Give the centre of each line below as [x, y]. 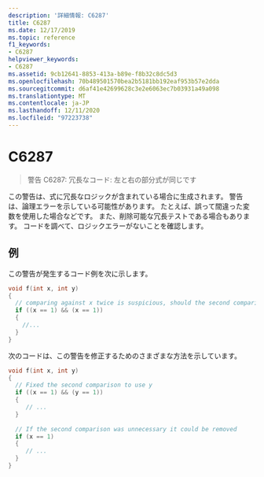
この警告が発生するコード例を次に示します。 [80, 273]
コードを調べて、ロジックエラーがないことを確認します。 [115, 226]
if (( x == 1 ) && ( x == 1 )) [59, 311]
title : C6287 [29, 23]
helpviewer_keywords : [44, 60]
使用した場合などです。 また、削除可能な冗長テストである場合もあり [132, 216]
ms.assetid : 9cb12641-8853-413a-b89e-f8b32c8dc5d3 [93, 74]
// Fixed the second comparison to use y [84, 385]
